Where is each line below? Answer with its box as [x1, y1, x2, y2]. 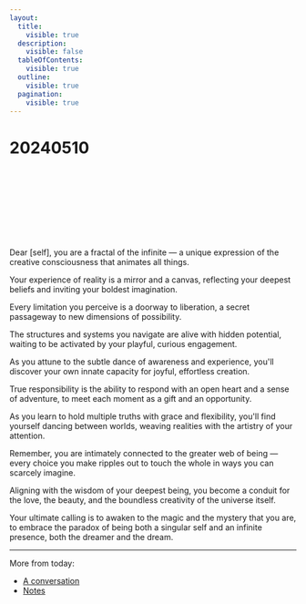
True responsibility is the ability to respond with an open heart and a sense [9, 384, 290, 394]
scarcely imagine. [9, 467, 76, 478]
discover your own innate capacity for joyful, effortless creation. [9, 366, 250, 377]
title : [17, 22, 43, 31]
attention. [9, 430, 46, 442]
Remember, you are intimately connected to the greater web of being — [9, 448, 279, 459]
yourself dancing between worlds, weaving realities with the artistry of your [9, 421, 293, 432]
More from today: [9, 558, 75, 569]
